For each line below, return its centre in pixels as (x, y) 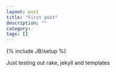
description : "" (27, 23)
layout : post (23, 12)
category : (19, 28)
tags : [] (17, 34)
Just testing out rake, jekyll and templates (58, 63)
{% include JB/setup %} (36, 51)
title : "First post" (32, 17)
